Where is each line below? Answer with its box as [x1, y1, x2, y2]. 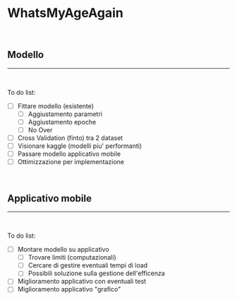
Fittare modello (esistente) [17, 101, 94, 110]
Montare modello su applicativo [17, 246, 109, 254]
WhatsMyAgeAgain [7, 5, 123, 21]
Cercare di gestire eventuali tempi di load [28, 261, 148, 270]
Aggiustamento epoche [28, 117, 97, 126]
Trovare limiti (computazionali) [28, 253, 116, 262]
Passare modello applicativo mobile [17, 150, 121, 158]
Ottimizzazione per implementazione [17, 158, 125, 166]
